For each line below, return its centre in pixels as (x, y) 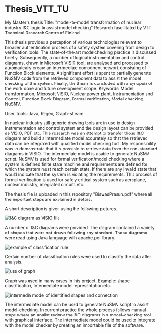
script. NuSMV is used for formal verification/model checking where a (74, 159)
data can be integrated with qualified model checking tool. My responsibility (81, 143)
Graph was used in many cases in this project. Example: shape (67, 281)
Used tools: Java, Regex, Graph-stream (44, 113)
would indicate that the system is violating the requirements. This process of (81, 174)
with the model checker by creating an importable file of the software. (74, 325)
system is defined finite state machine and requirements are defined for (76, 164)
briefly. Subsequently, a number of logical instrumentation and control (75, 57)
